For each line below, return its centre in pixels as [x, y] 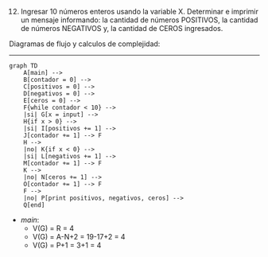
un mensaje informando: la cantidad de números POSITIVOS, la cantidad [139, 20]
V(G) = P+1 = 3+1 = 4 [67, 245]
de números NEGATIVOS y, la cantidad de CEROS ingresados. [122, 28]
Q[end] [34, 205]
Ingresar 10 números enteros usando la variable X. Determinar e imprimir [140, 12]
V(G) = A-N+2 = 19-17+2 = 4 [79, 237]
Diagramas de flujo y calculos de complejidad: [85, 44]
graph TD [23, 66]
